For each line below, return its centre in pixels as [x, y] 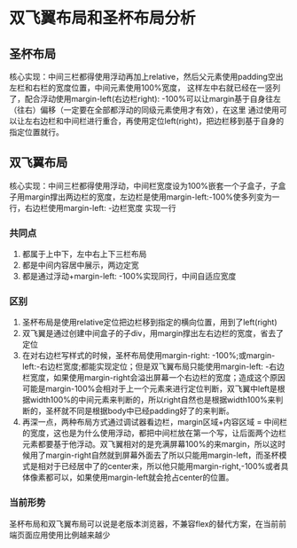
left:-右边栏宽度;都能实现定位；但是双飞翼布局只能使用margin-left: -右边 [153, 367]
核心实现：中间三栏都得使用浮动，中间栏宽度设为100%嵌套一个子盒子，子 [144, 185]
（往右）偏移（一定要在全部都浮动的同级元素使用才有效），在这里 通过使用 [144, 110]
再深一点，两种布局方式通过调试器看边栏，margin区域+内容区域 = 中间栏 [155, 422]
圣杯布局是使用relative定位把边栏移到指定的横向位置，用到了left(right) [149, 322]
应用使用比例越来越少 [71, 535]
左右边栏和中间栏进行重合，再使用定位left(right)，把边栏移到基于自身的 [154, 121]
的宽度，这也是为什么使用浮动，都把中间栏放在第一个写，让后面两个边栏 [154, 433]
